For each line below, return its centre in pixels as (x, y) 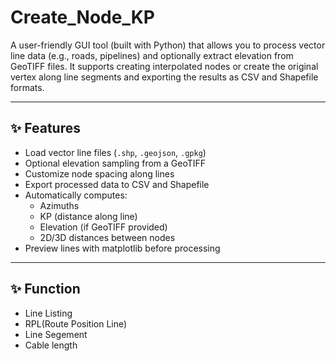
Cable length (51, 345)
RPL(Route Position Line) (76, 323)
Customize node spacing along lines (99, 173)
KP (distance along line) (88, 216)
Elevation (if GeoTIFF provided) (103, 227)
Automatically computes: (76, 195)
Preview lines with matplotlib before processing (122, 248)
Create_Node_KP (82, 17)
